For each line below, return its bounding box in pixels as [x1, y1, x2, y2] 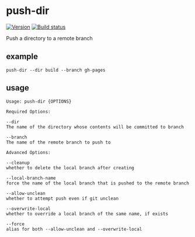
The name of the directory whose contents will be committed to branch [6, 124, 184, 130]
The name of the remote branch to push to [6, 139, 111, 145]
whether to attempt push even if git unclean [6, 196, 119, 201]
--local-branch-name [6, 175, 57, 181]
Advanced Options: [6, 149, 51, 155]
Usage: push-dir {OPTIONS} [6, 98, 72, 104]
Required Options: [6, 109, 51, 114]
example [6, 51, 39, 62]
